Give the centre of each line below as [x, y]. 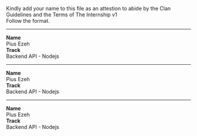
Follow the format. [28, 21]
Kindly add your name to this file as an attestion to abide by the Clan [89, 8]
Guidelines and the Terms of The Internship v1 [62, 15]
